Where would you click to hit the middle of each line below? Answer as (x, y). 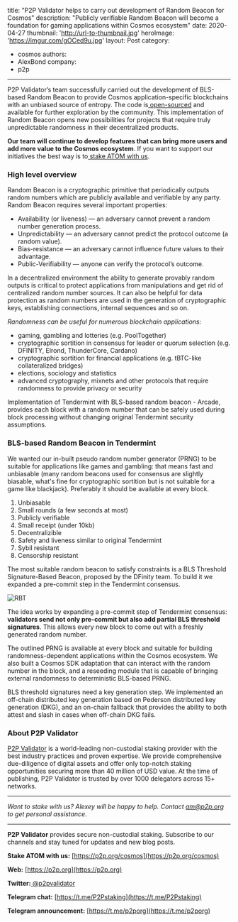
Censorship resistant (48, 555)
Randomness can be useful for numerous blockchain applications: (104, 322)
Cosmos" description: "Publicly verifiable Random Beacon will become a (113, 18)
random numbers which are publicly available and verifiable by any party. (114, 197)
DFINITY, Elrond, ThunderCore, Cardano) (78, 351)
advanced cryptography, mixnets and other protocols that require (113, 381)
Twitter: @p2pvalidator (41, 883)
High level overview (42, 175)
